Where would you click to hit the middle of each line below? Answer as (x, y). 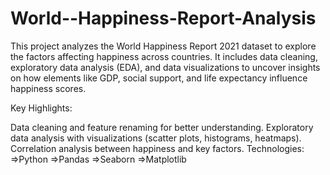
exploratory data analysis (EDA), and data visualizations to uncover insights (165, 67)
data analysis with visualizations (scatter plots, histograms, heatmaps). (156, 138)
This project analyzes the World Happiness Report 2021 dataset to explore (163, 46)
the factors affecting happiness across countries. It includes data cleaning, (164, 56)
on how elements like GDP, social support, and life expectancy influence (159, 78)
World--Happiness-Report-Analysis (163, 18)
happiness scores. (48, 88)
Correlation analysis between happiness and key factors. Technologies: (157, 148)
